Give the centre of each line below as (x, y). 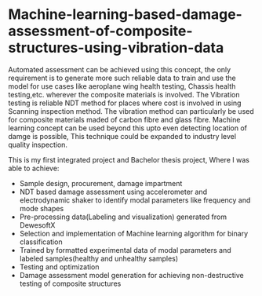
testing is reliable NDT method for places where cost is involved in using (125, 103)
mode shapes (42, 208)
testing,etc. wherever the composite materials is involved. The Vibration (124, 94)
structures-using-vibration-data (116, 48)
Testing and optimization (59, 267)
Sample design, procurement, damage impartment (101, 183)
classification (41, 242)
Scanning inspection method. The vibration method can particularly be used (131, 111)
